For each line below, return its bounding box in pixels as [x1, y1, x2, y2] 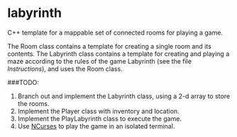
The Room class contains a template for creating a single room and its [7, 42, 211, 50]
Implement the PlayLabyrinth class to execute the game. [17, 114, 182, 123]
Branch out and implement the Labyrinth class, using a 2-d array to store [17, 92, 231, 100]
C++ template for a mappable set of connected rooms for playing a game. [7, 28, 224, 37]
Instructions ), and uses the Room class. [7, 64, 123, 73]
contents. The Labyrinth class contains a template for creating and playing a [7, 49, 230, 58]
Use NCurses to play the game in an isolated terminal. [17, 121, 175, 130]
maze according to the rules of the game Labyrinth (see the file [7, 56, 192, 65]
